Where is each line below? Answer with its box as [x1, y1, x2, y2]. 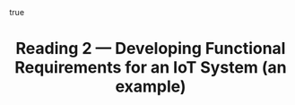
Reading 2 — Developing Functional [15, 39, 286, 59]
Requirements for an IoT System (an [14, 57, 287, 78]
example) [115, 76, 187, 97]
